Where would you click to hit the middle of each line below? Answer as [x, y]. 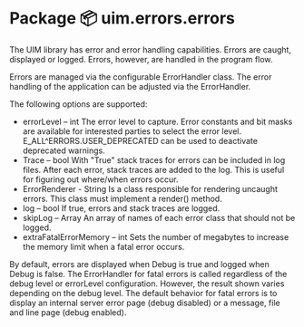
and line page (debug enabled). [68, 312]
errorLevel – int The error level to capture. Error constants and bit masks [157, 121]
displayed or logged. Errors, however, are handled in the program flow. [141, 59]
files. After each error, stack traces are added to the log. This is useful [153, 169]
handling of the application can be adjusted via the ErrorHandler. [130, 86]
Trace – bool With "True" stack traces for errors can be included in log [154, 159]
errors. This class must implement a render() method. [122, 198]
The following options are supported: [78, 104]
